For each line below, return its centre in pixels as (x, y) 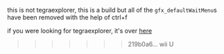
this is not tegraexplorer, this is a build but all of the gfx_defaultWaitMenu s (112, 10)
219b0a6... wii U (151, 44)
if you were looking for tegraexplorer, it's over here (80, 31)
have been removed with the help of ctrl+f (67, 17)
